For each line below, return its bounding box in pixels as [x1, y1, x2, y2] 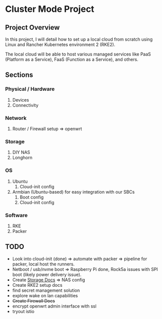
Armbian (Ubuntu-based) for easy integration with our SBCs [12, 189, 135, 195]
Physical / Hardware [5, 86, 55, 93]
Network [5, 114, 27, 121]
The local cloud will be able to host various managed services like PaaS [5, 51, 151, 57]
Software [5, 212, 28, 218]
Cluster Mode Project [5, 3, 95, 15]
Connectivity [12, 102, 39, 108]
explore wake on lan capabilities [12, 292, 78, 298]
